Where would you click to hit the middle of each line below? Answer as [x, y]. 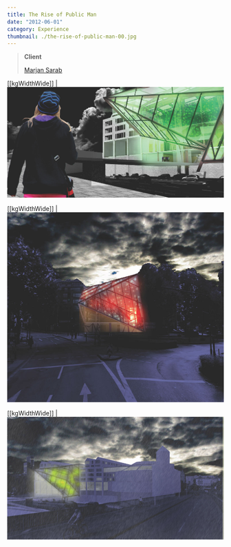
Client [33, 57]
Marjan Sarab [43, 70]
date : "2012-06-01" [35, 22]
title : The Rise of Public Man [52, 14]
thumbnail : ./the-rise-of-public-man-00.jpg [72, 37]
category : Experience [38, 29]
